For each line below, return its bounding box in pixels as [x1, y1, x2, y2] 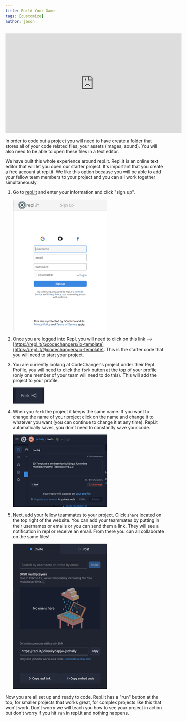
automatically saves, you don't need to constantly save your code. [12, 425, 150, 431]
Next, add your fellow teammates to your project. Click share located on [12, 512, 162, 518]
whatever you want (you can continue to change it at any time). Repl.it [12, 419, 158, 425]
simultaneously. [5, 179, 38, 186]
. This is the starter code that [103, 347, 164, 353]
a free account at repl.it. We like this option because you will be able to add [5, 169, 161, 175]
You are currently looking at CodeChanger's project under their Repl [12, 362, 154, 368]
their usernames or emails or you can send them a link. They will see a [12, 522, 159, 529]
